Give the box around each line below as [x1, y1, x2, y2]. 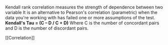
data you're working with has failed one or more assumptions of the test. [5, 15, 155, 20]
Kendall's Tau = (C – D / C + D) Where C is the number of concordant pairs [5, 20, 159, 26]
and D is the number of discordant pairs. [5, 25, 89, 31]
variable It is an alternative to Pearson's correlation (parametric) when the [5, 9, 158, 15]
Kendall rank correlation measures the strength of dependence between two [5, 4, 163, 10]
